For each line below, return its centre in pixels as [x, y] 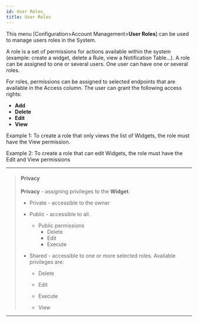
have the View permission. [38, 142]
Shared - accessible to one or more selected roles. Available [102, 256]
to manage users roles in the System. [51, 40]
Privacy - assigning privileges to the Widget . [75, 191]
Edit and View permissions [38, 159]
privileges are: [47, 261]
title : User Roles [29, 17]
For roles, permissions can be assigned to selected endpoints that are [91, 81]
